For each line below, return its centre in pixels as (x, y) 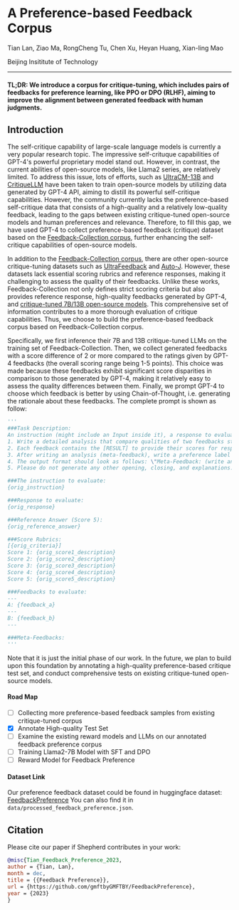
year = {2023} (28, 893)
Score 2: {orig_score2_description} (62, 559)
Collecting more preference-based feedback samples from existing (116, 712)
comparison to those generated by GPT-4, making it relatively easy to (109, 379)
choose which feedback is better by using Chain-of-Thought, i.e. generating (119, 393)
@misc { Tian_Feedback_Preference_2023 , (65, 860)
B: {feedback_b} (31, 618)
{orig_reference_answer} (44, 527)
